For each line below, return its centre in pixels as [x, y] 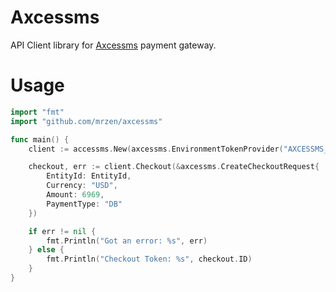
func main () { [40, 139]
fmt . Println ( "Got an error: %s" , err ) [127, 241]
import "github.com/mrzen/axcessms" [86, 121]
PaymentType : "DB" [84, 204]
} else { [46, 250]
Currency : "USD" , [82, 186]
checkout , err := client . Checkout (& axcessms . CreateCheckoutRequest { [174, 167]
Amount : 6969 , [75, 195]
